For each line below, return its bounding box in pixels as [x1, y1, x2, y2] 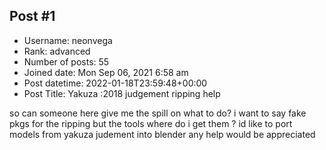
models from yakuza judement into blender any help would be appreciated [9, 128, 316, 140]
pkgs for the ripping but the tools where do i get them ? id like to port [9, 117, 293, 129]
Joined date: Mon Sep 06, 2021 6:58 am [23, 66, 189, 78]
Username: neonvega [23, 34, 113, 46]
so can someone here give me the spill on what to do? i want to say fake [9, 107, 307, 119]
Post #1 [9, 8, 56, 25]
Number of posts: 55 [23, 55, 110, 68]
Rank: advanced [23, 45, 91, 57]
